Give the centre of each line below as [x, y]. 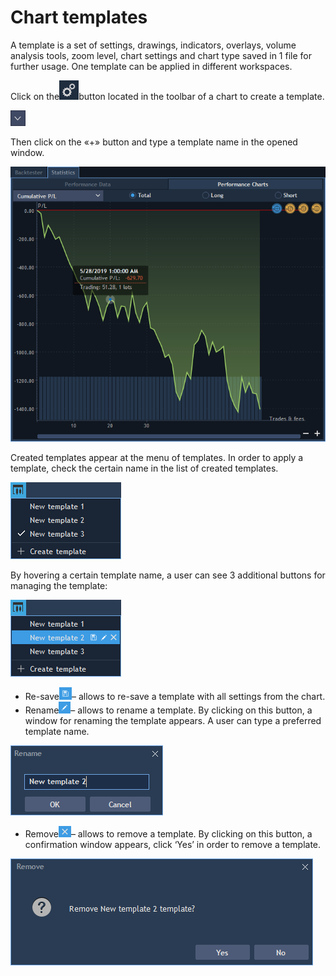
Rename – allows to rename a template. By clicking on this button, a [168, 710]
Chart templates [79, 17]
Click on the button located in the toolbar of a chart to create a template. [167, 96]
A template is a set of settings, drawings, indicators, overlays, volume [153, 45]
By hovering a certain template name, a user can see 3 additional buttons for [168, 575]
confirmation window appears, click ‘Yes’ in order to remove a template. [173, 844]
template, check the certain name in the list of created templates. [144, 468]
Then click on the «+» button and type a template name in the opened [154, 142]
